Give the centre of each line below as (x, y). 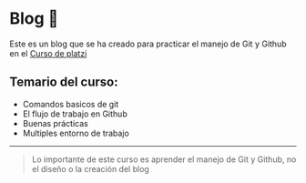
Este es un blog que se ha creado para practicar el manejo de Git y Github (148, 44)
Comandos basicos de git (71, 104)
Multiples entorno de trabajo (76, 133)
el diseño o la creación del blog (91, 168)
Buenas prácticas (55, 123)
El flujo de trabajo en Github (75, 114)
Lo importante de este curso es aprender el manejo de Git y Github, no (164, 159)
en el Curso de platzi (48, 53)
